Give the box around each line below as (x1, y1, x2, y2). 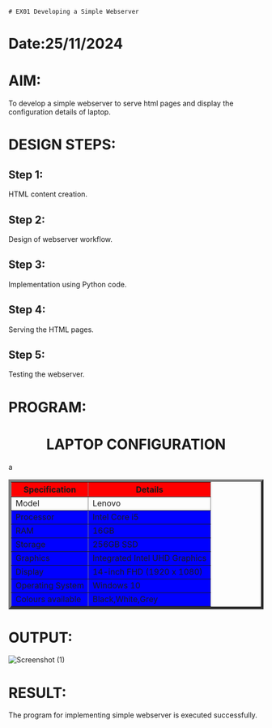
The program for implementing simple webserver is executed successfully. (8, 710, 257, 720)
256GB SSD (92, 538, 139, 549)
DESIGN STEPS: (8, 136, 117, 154)
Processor (15, 511, 55, 523)
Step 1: (8, 167, 44, 182)
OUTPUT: (8, 628, 73, 647)
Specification (23, 484, 77, 495)
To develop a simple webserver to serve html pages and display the (8, 98, 234, 109)
